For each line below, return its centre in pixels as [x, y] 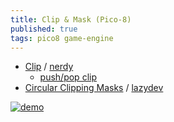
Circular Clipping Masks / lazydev [94, 88]
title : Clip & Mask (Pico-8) [71, 19]
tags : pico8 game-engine [62, 38]
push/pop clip [68, 77]
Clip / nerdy [49, 67]
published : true [44, 29]
